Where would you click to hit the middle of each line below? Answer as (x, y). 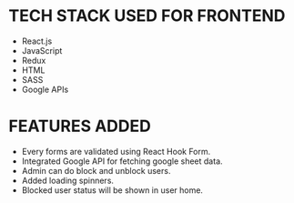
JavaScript (42, 50)
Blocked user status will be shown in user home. (112, 190)
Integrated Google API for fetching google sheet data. (122, 161)
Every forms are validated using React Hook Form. (116, 151)
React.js (37, 41)
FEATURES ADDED (80, 126)
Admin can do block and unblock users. (96, 170)
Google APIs (45, 89)
